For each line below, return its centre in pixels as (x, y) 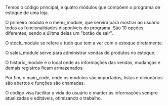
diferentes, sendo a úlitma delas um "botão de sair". (59, 33)
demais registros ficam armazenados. (45, 68)
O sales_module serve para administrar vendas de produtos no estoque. (80, 53)
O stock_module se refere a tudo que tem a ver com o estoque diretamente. (84, 43)
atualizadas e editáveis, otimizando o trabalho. (54, 98)
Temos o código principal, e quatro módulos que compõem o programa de (83, 7)
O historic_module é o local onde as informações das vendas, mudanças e (83, 62)
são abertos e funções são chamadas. (45, 83)
